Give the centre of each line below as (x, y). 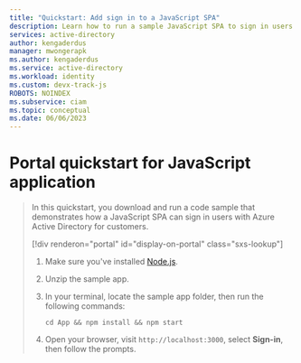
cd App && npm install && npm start (114, 323)
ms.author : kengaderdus (54, 60)
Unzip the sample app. (87, 279)
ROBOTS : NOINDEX (40, 93)
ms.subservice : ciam (48, 102)
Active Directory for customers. (90, 227)
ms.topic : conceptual (50, 110)
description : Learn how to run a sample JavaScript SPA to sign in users (151, 26)
